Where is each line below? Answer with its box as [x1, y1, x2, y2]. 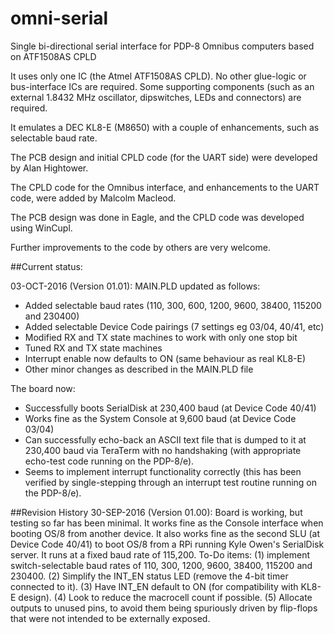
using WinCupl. [10, 222, 73, 234]
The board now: [10, 382, 76, 394]
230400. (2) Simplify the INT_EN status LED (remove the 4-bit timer [10, 570, 289, 582]
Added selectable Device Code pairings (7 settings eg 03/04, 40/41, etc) [24, 320, 325, 332]
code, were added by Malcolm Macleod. [10, 192, 177, 204]
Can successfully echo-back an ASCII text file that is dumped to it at [24, 433, 307, 446]
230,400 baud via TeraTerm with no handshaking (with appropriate [24, 444, 302, 456]
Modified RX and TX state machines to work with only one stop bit [24, 331, 298, 343]
